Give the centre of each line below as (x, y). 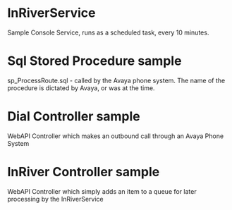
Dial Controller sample (74, 117)
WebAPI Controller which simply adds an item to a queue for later (102, 191)
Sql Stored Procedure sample (94, 61)
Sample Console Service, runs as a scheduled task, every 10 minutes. (108, 32)
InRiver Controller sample (84, 172)
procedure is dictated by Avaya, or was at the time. (81, 88)
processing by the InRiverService (55, 199)
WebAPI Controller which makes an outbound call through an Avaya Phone (116, 136)
